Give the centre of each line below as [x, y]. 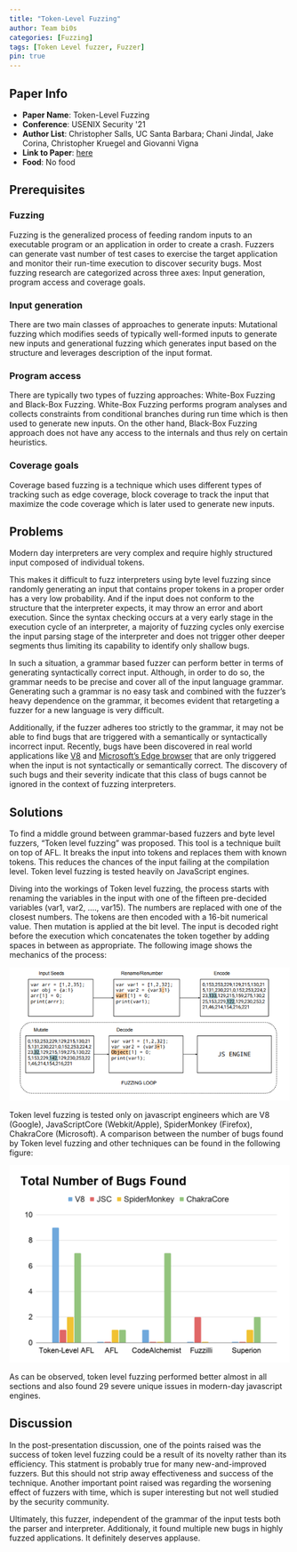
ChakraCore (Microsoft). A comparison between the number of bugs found [146, 1134]
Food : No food [48, 162]
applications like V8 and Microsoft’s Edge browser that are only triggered [143, 756]
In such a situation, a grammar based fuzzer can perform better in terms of [146, 663]
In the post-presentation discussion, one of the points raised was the [136, 1444]
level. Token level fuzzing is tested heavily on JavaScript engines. [129, 872]
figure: [21, 1153]
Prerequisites [47, 190]
